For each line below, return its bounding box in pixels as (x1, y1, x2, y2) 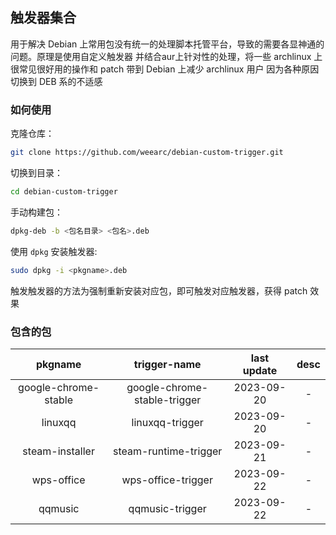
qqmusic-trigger (128, 501, 207, 515)
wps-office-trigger (121, 473, 213, 487)
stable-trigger (133, 393, 202, 407)
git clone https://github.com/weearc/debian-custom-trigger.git (10, 148, 284, 158)
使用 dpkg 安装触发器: (10, 245, 98, 257)
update (242, 363, 278, 377)
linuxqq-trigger (131, 415, 204, 429)
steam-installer (22, 444, 95, 458)
